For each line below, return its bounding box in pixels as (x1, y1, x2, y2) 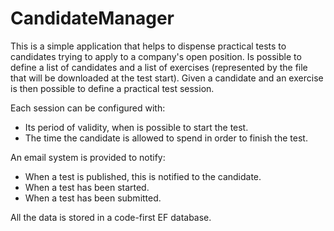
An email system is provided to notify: (10, 151, 166, 163)
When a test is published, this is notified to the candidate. (24, 170, 262, 182)
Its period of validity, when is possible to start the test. (24, 121, 249, 133)
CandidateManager (10, 7, 175, 30)
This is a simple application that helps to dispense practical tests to (10, 40, 287, 52)
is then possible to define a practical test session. (10, 82, 215, 94)
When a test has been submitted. (24, 192, 162, 204)
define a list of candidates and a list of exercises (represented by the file (10, 61, 308, 73)
